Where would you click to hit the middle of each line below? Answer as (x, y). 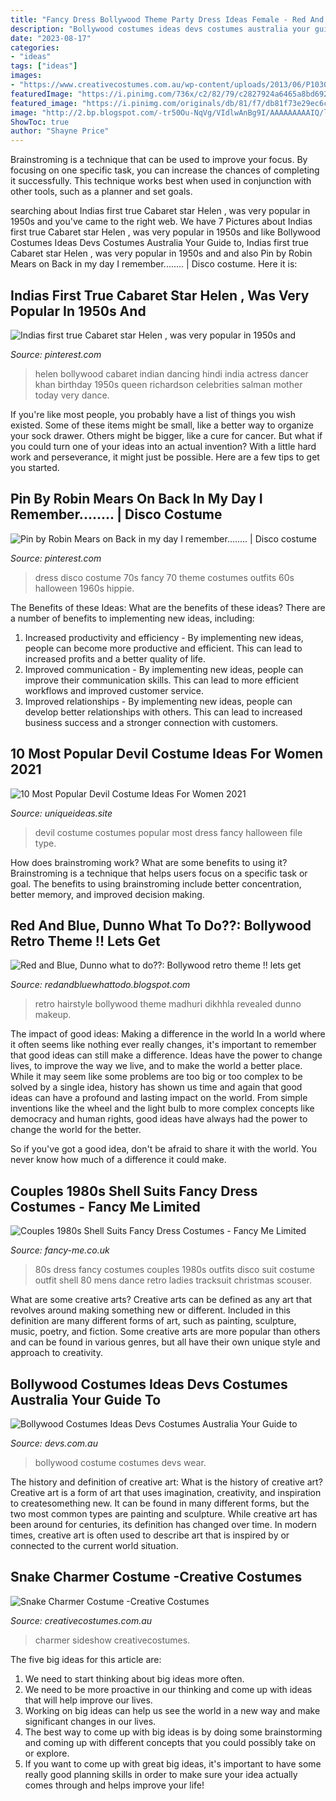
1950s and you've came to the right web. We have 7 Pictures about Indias (161, 222)
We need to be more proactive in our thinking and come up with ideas (168, 1689)
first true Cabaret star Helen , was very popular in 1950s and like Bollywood (165, 232)
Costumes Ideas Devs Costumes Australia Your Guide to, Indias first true (159, 243)
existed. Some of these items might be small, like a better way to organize (162, 425)
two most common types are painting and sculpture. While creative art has (164, 1514)
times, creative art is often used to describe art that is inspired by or (150, 1535)
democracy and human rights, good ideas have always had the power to (159, 1119)
